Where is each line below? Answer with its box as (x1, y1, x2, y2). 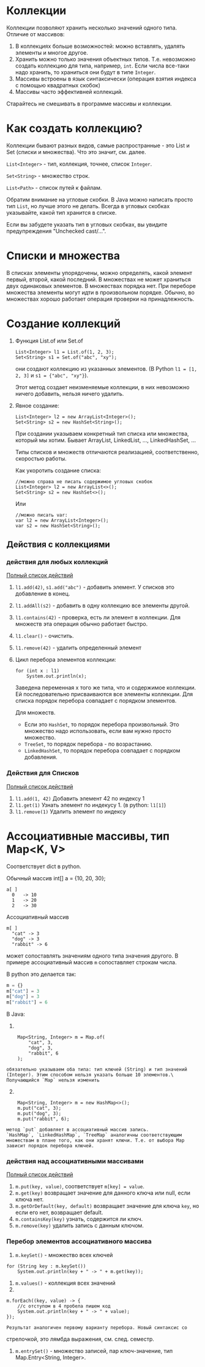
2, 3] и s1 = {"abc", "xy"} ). (15, 371, 89, 379)
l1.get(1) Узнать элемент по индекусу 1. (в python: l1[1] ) (15, 801, 166, 808)
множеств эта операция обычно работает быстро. (15, 621, 148, 628)
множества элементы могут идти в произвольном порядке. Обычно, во (6, 289, 195, 296)
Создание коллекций (6, 317, 121, 330)
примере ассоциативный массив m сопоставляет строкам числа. (6, 958, 177, 966)
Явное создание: (15, 401, 59, 409)
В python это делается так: (6, 970, 76, 978)
